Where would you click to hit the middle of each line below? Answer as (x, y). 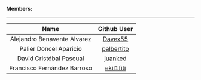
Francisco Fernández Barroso (51, 68)
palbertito (115, 49)
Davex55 (115, 39)
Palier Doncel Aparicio (51, 49)
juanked (115, 58)
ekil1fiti (115, 68)
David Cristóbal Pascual (51, 58)
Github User (115, 29)
